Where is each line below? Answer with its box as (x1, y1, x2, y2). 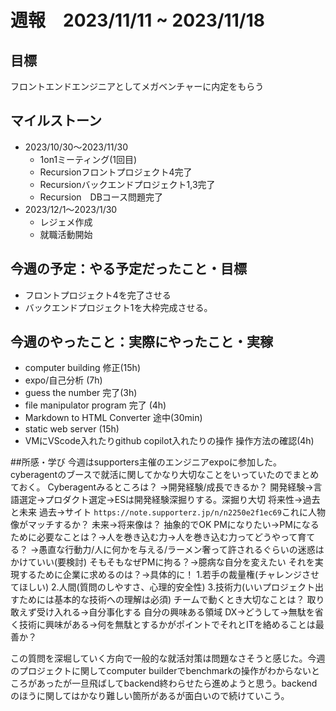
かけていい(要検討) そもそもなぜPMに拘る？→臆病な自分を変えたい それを (10, 556, 315, 568)
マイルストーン (10, 112, 102, 130)
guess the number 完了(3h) (24, 387, 138, 399)
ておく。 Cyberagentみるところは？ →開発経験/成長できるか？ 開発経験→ (10, 481, 314, 493)
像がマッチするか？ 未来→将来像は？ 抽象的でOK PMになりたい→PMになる (10, 519, 320, 531)
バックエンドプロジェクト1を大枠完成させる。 (24, 301, 213, 313)
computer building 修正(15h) (24, 362, 141, 374)
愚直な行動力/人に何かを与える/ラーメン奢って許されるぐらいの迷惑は (38, 544, 325, 556)
